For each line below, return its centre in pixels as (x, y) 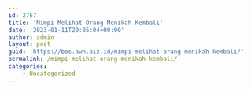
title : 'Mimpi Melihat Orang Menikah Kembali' (86, 23)
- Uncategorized (49, 74)
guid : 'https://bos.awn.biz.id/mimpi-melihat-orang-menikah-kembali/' (126, 52)
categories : (28, 67)
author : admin (31, 37)
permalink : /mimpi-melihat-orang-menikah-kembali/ (93, 59)
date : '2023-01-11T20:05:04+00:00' (66, 30)
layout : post (30, 45)
